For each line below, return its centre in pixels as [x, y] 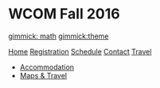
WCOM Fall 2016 [64, 14]
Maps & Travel [43, 75]
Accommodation [47, 67]
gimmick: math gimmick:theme [59, 36]
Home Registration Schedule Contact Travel [80, 51]
